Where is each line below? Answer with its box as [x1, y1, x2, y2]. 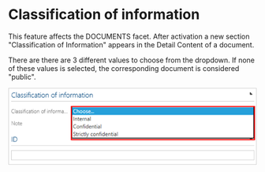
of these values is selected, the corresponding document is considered [8, 63, 240, 73]
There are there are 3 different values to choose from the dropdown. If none [8, 55, 255, 65]
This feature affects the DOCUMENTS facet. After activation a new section [8, 32, 250, 41]
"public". [8, 72, 36, 81]
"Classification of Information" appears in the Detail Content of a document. [8, 39, 255, 49]
